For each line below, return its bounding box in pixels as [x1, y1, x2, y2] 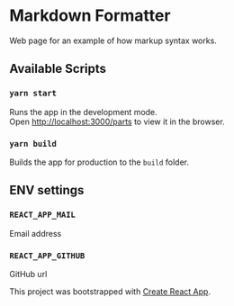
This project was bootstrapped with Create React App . [9, 285, 211, 297]
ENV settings [9, 183, 85, 198]
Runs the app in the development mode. [9, 106, 157, 117]
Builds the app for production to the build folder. [9, 157, 190, 167]
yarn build [9, 139, 57, 148]
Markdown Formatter [9, 5, 171, 26]
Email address [9, 228, 62, 238]
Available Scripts [9, 61, 106, 76]
